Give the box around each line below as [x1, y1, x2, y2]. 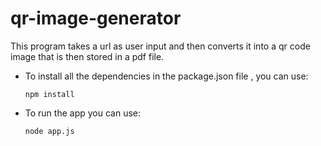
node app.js [24, 126, 75, 136]
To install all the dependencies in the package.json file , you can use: [24, 70, 309, 82]
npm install [24, 89, 75, 99]
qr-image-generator [10, 7, 182, 30]
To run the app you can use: [24, 107, 142, 119]
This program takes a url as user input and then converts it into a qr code [10, 40, 311, 52]
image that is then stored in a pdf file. [10, 50, 165, 62]
